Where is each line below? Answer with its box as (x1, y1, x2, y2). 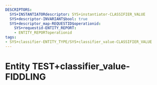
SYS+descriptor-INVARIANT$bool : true (9, 16, 88, 21)
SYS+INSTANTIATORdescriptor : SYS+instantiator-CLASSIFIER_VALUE (9, 12, 146, 17)
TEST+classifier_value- (32, 60, 130, 72)
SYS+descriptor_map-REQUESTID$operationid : (9, 21, 101, 26)
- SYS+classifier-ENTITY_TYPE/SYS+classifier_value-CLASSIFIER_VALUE (5, 40, 153, 44)
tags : (5, 35, 16, 40)
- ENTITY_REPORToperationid (14, 30, 72, 35)
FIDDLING (5, 71, 46, 82)
